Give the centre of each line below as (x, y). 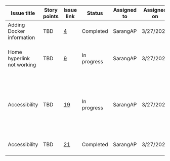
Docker (16, 31)
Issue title (23, 13)
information (22, 37)
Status (95, 13)
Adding (16, 25)
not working (22, 65)
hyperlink (19, 58)
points (51, 16)
